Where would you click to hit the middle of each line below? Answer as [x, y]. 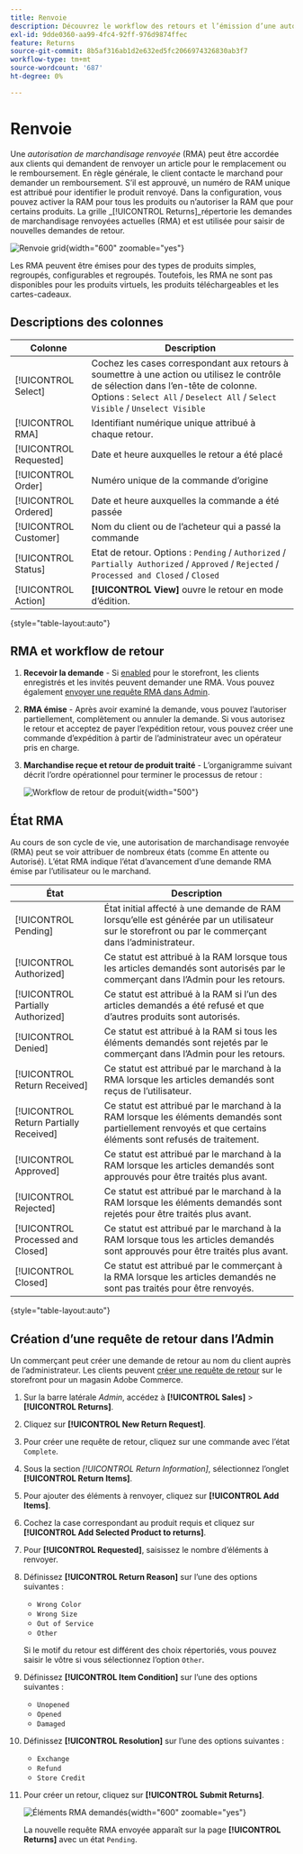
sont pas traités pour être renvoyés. [179, 1288]
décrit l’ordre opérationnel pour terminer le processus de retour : [143, 775]
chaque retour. [122, 434]
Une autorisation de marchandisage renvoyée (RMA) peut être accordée [145, 153]
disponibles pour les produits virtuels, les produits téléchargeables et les [145, 284]
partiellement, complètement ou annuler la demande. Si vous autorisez [154, 719]
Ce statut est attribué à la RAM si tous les [191, 1031]
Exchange [53, 1758]
